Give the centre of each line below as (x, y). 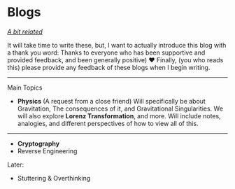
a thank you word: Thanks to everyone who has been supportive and (106, 52)
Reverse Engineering (47, 150)
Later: (16, 164)
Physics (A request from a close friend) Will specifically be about (112, 101)
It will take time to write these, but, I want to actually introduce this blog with (117, 45)
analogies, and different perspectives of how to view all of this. (108, 123)
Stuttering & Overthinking (54, 178)
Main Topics (25, 87)
